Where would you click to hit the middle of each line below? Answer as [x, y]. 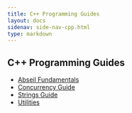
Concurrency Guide [46, 87]
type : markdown [30, 34]
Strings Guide [38, 95]
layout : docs [27, 21]
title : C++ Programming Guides [54, 14]
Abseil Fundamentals [48, 80]
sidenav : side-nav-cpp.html [49, 27]
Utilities [29, 102]
